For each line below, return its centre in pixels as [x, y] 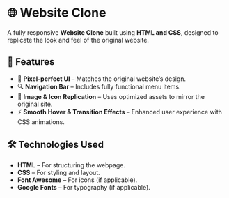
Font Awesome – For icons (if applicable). [77, 180]
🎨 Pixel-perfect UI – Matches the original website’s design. [102, 79]
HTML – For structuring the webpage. [71, 165]
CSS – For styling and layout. [59, 172]
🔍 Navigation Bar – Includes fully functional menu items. [99, 86]
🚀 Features [31, 62]
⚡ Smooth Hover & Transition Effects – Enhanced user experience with [120, 112]
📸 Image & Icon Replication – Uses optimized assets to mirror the [111, 96]
